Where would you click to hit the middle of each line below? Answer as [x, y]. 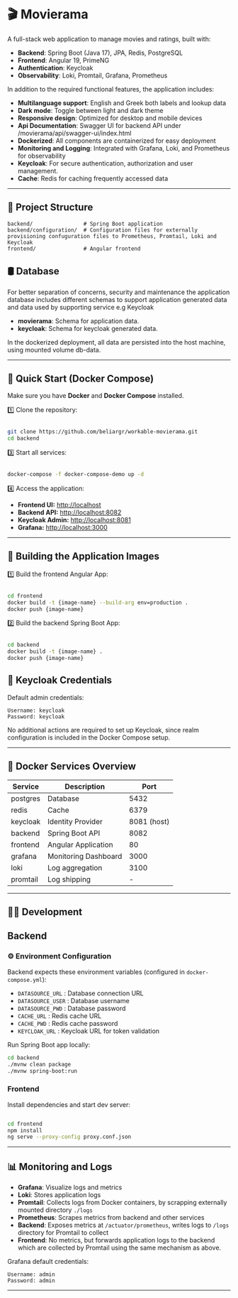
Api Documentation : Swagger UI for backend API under [100, 125]
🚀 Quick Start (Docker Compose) [81, 378]
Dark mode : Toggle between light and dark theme [90, 110]
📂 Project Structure [50, 207]
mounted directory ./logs [55, 1210]
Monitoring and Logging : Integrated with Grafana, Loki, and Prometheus [124, 148]
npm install [25, 1130]
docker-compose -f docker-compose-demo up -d [75, 475]
